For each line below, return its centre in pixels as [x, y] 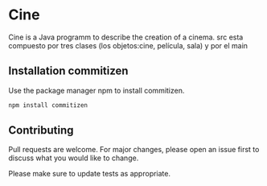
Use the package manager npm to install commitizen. [97, 90]
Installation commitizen [68, 71]
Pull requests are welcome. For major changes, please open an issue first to [134, 150]
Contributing [41, 130]
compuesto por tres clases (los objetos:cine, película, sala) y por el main [128, 45]
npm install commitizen [48, 105]
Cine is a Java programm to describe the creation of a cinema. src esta [126, 37]
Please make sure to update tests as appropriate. [90, 174]
